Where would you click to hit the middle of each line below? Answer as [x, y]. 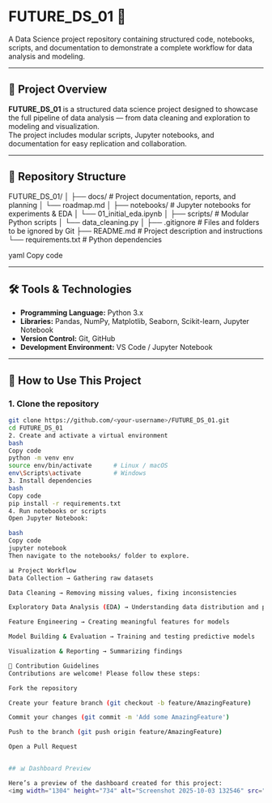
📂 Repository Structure [67, 177]
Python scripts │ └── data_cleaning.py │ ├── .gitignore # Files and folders [134, 222]
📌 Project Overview [58, 90]
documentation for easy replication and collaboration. [98, 143]
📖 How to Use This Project [75, 380]
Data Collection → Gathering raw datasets [81, 578]
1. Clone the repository [54, 404]
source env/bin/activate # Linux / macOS [88, 466]
